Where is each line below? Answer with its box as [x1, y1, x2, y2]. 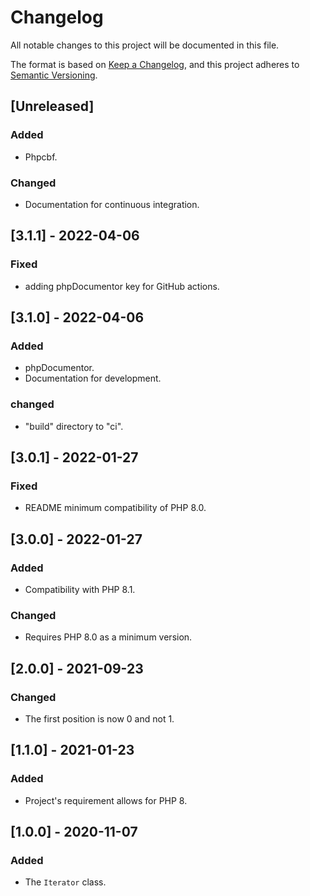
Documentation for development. [24, 372, 162, 385]
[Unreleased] [10, 98, 95, 115]
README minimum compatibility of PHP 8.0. [24, 502, 207, 514]
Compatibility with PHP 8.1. [24, 583, 136, 595]
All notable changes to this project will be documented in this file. [10, 39, 280, 51]
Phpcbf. [24, 151, 58, 163]
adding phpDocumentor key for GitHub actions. [24, 280, 220, 292]
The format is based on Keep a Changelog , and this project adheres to [10, 58, 300, 70]
